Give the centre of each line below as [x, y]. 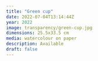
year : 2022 [19, 22]
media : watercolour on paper [41, 38]
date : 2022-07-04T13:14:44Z [40, 17]
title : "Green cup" [30, 11]
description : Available [35, 44]
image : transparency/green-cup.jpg [49, 28]
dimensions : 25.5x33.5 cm [37, 33]
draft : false [22, 49]
